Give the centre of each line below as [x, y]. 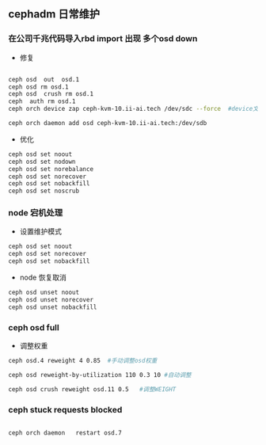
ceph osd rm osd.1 [38, 87]
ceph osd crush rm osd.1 [51, 94]
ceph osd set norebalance [51, 169]
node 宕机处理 [36, 213]
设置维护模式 [40, 231]
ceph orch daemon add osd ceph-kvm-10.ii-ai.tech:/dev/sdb [108, 124]
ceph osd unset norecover [51, 299]
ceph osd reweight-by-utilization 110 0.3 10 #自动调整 [100, 375]
